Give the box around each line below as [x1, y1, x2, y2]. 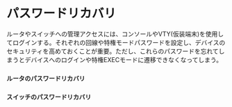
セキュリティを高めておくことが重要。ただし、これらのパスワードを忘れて [6, 47, 219, 55]
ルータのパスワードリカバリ [6, 75, 85, 82]
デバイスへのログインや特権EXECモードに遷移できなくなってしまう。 [24, 55, 223, 64]
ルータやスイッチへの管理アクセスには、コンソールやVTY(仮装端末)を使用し [6, 30, 224, 38]
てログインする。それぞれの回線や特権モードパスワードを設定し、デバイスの [6, 38, 226, 46]
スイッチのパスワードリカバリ [6, 93, 92, 101]
